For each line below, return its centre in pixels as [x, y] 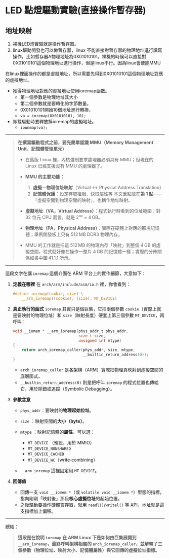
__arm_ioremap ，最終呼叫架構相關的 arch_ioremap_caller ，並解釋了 [88, 544]
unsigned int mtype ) [100, 340]
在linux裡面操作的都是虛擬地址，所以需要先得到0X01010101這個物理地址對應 [84, 74]
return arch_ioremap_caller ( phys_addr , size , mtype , [79, 350]
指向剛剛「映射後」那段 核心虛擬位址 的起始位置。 [71, 498]
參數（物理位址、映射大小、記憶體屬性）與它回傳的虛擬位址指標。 [91, 550]
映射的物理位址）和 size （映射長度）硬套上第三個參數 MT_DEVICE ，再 [93, 315]
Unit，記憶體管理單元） [42, 149]
